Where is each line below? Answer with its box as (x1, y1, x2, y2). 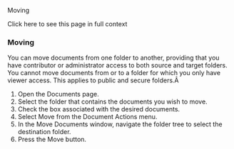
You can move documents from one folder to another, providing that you (7, 53, 220, 62)
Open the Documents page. (17, 90, 99, 99)
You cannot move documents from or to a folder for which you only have (7, 69, 221, 77)
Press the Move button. (17, 135, 87, 144)
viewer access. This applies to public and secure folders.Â (7, 76, 179, 84)
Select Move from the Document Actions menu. (17, 113, 158, 121)
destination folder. (17, 128, 71, 136)
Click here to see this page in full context (7, 20, 128, 28)
